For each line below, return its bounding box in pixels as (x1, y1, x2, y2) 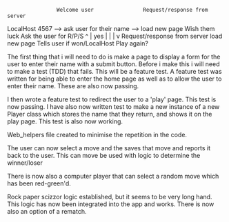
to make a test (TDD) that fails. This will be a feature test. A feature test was (7, 68, 222, 75)
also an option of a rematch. (7, 208, 87, 215)
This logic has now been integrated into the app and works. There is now (7, 200, 215, 208)
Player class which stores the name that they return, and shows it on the (7, 110, 212, 118)
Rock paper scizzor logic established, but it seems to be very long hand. (7, 193, 212, 201)
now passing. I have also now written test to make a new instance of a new (7, 103, 220, 110)
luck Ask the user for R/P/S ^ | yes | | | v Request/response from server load (7, 32, 223, 40)
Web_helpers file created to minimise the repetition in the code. (7, 131, 188, 139)
